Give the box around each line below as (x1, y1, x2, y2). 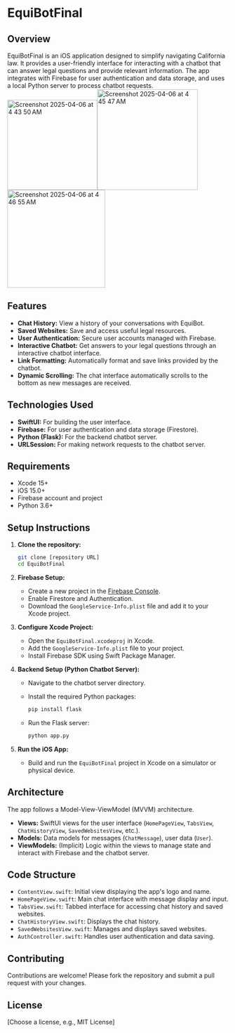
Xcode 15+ (17, 479, 49, 488)
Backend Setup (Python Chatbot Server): (17, 665, 140, 673)
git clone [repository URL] (17, 554, 100, 561)
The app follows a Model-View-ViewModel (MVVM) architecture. (7, 805, 194, 813)
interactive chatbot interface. (17, 349, 102, 357)
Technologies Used (7, 399, 93, 411)
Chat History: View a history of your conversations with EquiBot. (17, 318, 205, 327)
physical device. (27, 766, 76, 774)
